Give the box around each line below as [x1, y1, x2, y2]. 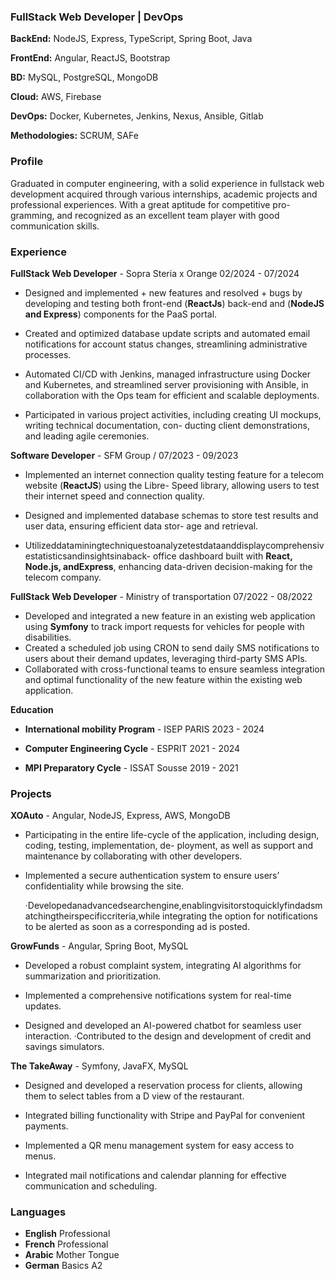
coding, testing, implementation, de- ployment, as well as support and [24, 840, 314, 852]
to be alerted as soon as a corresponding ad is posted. [24, 921, 250, 933]
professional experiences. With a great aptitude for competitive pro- [10, 198, 291, 210]
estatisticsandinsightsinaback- [24, 550, 152, 562]
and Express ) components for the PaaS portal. [24, 308, 218, 320]
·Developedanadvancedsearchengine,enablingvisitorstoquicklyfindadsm [24, 900, 323, 912]
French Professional [24, 1238, 109, 1250]
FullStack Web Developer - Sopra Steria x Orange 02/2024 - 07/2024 [10, 267, 300, 279]
